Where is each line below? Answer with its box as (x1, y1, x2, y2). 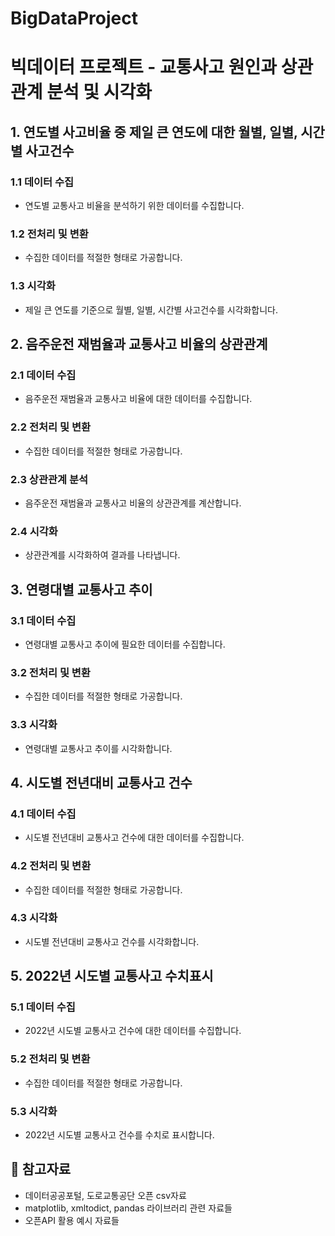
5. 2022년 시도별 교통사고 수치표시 (10, 968, 214, 985)
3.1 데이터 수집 (10, 613, 77, 627)
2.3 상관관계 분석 (10, 472, 89, 486)
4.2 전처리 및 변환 (10, 859, 92, 873)
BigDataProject (10, 7, 138, 30)
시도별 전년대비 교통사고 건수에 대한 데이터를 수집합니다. (24, 832, 245, 844)
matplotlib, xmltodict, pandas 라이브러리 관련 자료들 (24, 1202, 233, 1214)
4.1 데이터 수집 (10, 807, 77, 821)
